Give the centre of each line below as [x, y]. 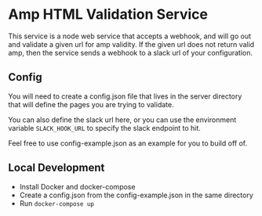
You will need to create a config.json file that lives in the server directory [125, 96]
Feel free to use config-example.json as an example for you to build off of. [128, 143]
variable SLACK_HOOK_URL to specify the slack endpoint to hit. [105, 128]
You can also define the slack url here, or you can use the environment [122, 120]
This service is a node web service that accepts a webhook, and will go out [129, 36]
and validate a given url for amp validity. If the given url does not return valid [131, 44]
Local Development [56, 168]
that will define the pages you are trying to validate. [91, 104]
